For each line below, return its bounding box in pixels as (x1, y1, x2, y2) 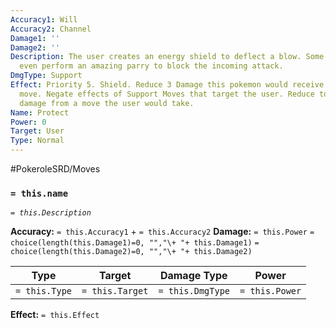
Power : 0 (10, 117, 47, 127)
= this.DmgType (158, 286, 231, 297)
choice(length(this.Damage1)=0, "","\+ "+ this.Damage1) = (10, 238, 260, 248)
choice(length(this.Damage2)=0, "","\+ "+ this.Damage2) (10, 247, 253, 257)
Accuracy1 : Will (10, 14, 78, 25)
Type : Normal (10, 136, 65, 146)
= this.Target (81, 286, 149, 297)
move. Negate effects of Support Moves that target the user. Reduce (19, 89, 315, 99)
